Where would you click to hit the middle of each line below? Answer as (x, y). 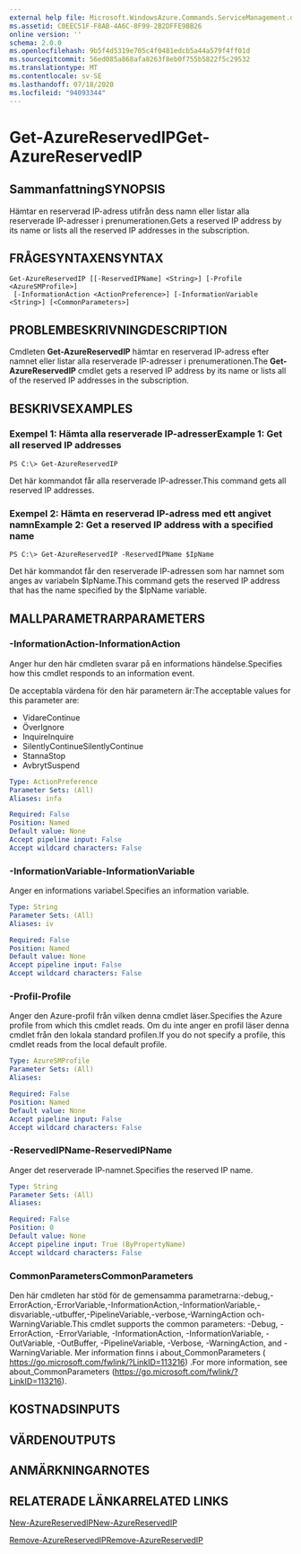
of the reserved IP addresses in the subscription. (99, 380)
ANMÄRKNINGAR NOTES (80, 1471)
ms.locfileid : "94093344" (57, 93)
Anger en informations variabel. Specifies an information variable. (129, 891)
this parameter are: (44, 700)
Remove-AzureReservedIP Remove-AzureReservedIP (106, 1540)
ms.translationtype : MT (54, 68)
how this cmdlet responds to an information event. (102, 673)
